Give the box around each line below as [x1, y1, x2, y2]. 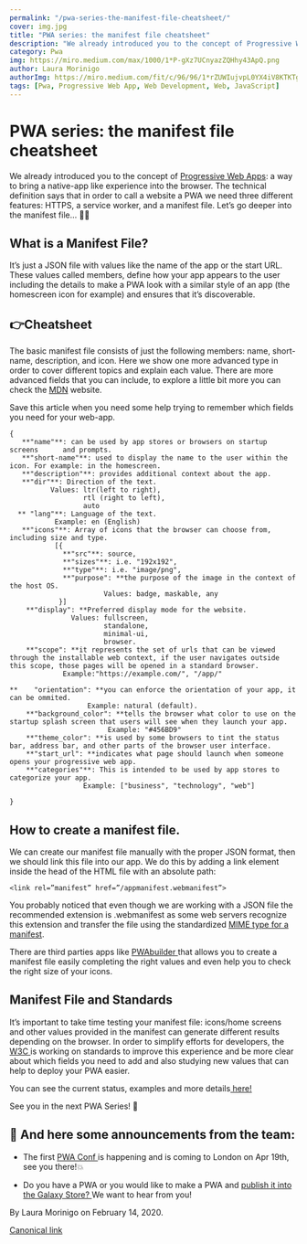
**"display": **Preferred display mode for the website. [26, 605, 248, 615]
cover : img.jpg [9, 22, 68, 31]
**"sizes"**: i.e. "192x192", [62, 558, 178, 567]
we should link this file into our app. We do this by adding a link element [9, 856, 280, 867]
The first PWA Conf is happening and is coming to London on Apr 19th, [22, 1151, 290, 1162]
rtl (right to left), [82, 494, 166, 503]
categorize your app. [9, 773, 92, 782]
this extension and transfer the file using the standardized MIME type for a [9, 920, 290, 930]
